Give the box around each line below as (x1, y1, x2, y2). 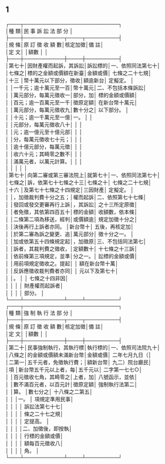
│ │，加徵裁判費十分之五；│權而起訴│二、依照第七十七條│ (5, 193, 147, 200)
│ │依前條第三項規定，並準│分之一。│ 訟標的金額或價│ (5, 252, 138, 259)
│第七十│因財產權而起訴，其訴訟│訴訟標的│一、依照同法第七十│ (5, 62, 161, 69)
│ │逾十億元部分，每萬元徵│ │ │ (5, 143, 83, 150)
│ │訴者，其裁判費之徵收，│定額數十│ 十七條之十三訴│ (5, 245, 138, 252)
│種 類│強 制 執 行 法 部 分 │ (5, 309, 73, 316)
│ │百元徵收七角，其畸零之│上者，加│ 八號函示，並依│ (5, 373, 138, 380)
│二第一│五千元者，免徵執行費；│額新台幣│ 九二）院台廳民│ (5, 358, 152, 366)
